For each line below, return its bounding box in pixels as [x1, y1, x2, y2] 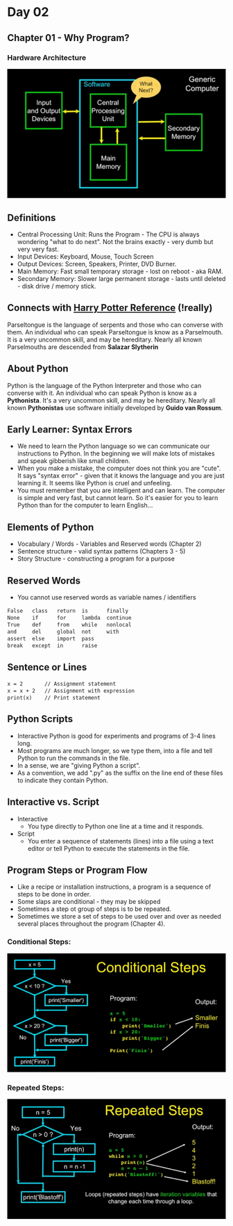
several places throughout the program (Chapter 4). [17, 919, 166, 928]
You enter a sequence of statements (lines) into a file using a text [27, 837, 214, 845]
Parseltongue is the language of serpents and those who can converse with [7, 321, 223, 329]
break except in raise [7, 643, 98, 650]
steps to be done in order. [17, 890, 92, 898]
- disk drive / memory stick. [17, 282, 96, 291]
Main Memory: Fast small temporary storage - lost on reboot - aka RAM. [17, 267, 223, 275]
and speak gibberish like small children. [17, 457, 130, 465]
